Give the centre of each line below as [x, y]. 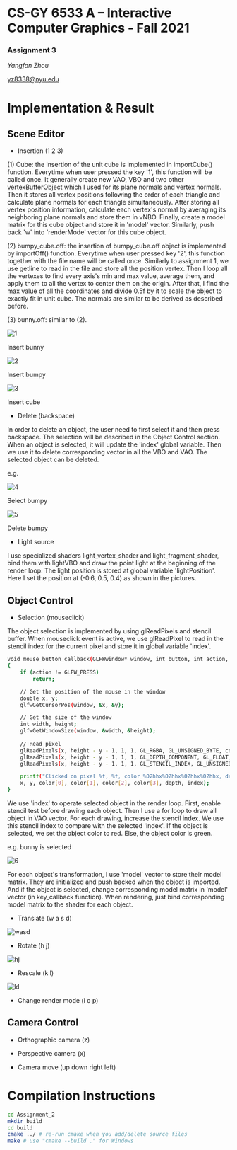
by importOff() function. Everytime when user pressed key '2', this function [116, 253]
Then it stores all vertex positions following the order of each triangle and [114, 195]
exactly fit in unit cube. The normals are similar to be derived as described [115, 299]
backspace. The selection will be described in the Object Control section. [114, 437]
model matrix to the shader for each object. [70, 904]
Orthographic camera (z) [54, 1040]
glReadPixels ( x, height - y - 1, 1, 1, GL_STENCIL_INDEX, [107, 764]
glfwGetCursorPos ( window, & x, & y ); [72, 705]
